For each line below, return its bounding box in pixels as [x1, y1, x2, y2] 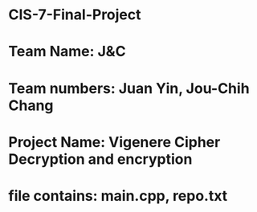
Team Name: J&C [8, 43, 126, 61]
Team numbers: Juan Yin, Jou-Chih [8, 79, 251, 97]
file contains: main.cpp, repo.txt [8, 186, 228, 205]
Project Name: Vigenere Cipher [8, 132, 221, 151]
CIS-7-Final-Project [8, 6, 142, 24]
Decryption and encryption [8, 150, 193, 168]
